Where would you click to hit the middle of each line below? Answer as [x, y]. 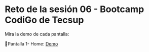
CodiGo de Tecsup [44, 20]
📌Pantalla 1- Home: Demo [31, 43]
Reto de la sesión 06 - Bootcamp [74, 9]
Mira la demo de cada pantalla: [37, 34]
